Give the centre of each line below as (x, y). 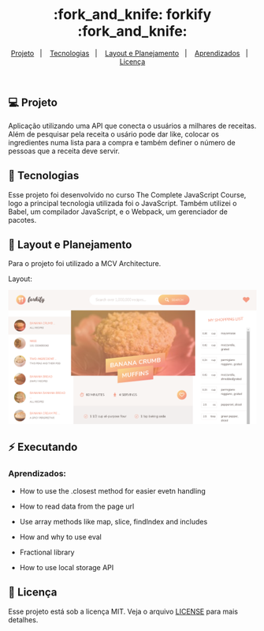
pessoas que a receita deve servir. (64, 151)
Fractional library (47, 552)
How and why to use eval (61, 537)
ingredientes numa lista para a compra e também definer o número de (122, 142)
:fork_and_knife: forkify (132, 15)
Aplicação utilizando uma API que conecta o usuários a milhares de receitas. (132, 126)
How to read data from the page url (77, 506)
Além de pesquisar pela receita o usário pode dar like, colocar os (113, 134)
